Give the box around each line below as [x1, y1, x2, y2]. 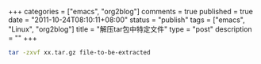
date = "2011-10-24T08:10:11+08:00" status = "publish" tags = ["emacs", [8, 15, 245, 24]
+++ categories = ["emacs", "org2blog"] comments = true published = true [8, 7, 254, 16]
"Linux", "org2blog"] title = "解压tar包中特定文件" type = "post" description [8, 24, 252, 34]
